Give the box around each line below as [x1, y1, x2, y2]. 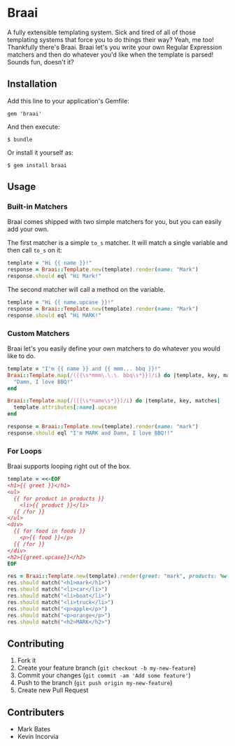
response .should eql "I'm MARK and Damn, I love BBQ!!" [7, 429, 173, 437]
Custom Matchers [7, 328, 70, 338]
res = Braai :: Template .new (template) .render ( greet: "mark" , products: [7, 572, 218, 580]
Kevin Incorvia [17, 733, 59, 741]
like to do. [7, 351, 36, 360]
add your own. [7, 225, 49, 234]
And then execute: [7, 122, 60, 131]
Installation [7, 78, 57, 90]
